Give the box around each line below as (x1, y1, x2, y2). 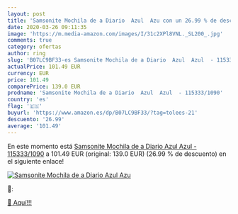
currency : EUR (7, 69, 50, 77)
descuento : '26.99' (7, 116, 65, 123)
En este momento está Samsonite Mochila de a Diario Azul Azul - (7, 142, 197, 150)
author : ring (7, 50, 46, 57)
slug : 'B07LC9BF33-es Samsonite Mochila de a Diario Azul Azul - (7, 57, 214, 64)
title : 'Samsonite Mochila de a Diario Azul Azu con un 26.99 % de (7, 17, 217, 24)
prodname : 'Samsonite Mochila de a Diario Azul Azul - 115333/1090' (7, 89, 223, 96)
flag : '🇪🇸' (7, 103, 42, 110)
